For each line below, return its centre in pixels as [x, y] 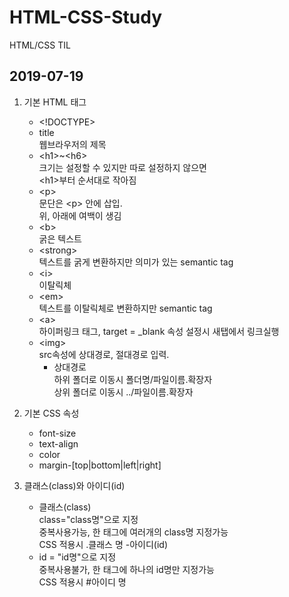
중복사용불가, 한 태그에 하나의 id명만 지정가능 [126, 569]
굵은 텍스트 [60, 238]
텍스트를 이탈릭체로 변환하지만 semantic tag [125, 308]
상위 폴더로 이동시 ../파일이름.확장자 [123, 392]
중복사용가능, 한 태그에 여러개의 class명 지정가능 [133, 532]
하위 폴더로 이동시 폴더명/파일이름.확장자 [133, 379]
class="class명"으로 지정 [88, 519]
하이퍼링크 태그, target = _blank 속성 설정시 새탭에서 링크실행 [159, 331]
